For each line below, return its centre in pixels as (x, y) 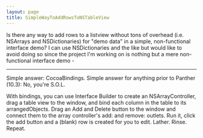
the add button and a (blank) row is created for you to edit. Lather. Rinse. (97, 122)
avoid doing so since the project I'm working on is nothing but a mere (92, 54)
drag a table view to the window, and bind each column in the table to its (96, 102)
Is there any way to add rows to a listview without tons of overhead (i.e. (95, 34)
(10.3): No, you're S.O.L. (36, 84)
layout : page (23, 12)
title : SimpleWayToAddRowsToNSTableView (58, 18)
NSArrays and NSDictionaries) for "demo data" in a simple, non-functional (98, 41)
